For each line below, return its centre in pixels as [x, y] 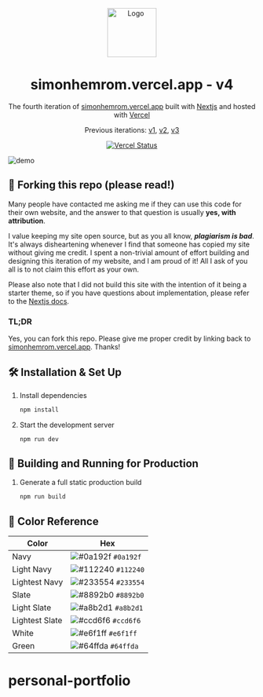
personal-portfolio [69, 681]
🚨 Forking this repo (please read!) [91, 185]
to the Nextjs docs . [38, 301]
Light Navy [32, 570]
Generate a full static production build [80, 483]
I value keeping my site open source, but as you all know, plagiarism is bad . [131, 235]
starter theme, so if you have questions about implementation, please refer [129, 293]
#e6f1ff [123, 634]
